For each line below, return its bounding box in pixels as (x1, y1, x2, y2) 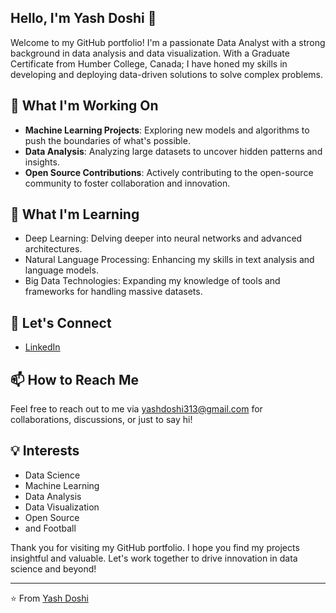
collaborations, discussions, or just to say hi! (10, 414, 193, 426)
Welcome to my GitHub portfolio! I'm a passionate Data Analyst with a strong (10, 36, 326, 48)
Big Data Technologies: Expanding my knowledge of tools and (24, 275, 281, 287)
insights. (24, 156, 60, 168)
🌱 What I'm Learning (10, 206, 140, 223)
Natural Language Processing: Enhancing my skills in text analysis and (24, 254, 315, 266)
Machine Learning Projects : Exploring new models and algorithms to (24, 124, 310, 136)
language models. (24, 264, 99, 276)
